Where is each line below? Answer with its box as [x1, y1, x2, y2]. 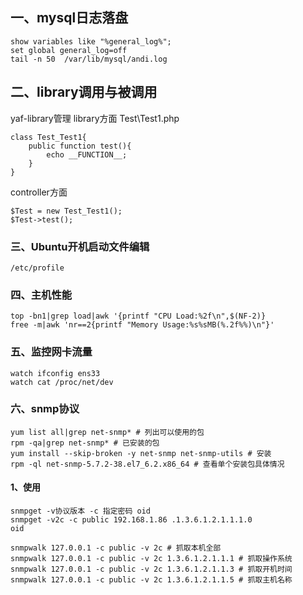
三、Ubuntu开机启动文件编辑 [10, 239, 150, 253]
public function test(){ [28, 141, 132, 151]
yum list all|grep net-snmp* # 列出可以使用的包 [10, 427, 205, 437]
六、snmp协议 [10, 402, 80, 416]
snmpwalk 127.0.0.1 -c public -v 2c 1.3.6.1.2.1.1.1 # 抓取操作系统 [10, 554, 293, 564]
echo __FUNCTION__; [46, 149, 128, 160]
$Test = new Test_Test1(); [10, 206, 123, 216]
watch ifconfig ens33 [10, 368, 101, 378]
